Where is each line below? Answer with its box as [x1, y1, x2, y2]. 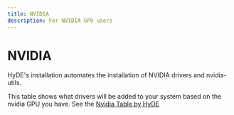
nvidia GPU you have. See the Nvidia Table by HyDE [7, 100, 160, 109]
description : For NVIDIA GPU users [7, 17, 113, 24]
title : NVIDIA [7, 10, 50, 18]
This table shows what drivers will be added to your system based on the [7, 92, 222, 101]
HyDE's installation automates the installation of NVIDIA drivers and [7, 71, 205, 80]
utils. [7, 79, 22, 87]
